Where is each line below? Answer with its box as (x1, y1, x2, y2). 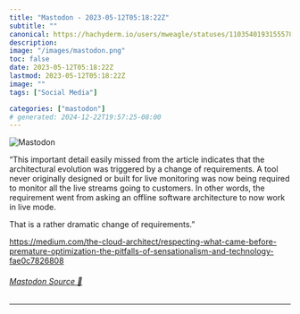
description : (9, 38, 58, 47)
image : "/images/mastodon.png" (9, 47, 126, 55)
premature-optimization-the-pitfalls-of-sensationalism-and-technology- (9, 246, 274, 257)
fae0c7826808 (9, 256, 64, 267)
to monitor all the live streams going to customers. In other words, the (9, 182, 265, 193)
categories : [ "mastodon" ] (9, 104, 105, 113)
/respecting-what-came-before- (157, 236, 277, 247)
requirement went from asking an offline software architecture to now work (9, 192, 286, 203)
